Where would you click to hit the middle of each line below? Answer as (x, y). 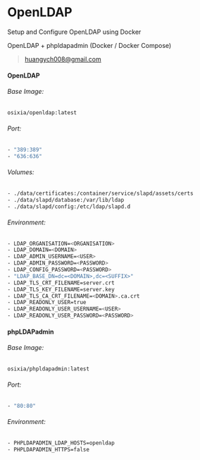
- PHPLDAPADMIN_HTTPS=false (49, 449)
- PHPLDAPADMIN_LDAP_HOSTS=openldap (61, 443)
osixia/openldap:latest (42, 113)
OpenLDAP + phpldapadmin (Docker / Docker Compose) (89, 45)
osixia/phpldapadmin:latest (49, 369)
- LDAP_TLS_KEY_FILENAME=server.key (61, 289)
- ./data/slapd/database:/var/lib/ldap (66, 200)
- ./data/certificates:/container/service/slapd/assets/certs (100, 193)
